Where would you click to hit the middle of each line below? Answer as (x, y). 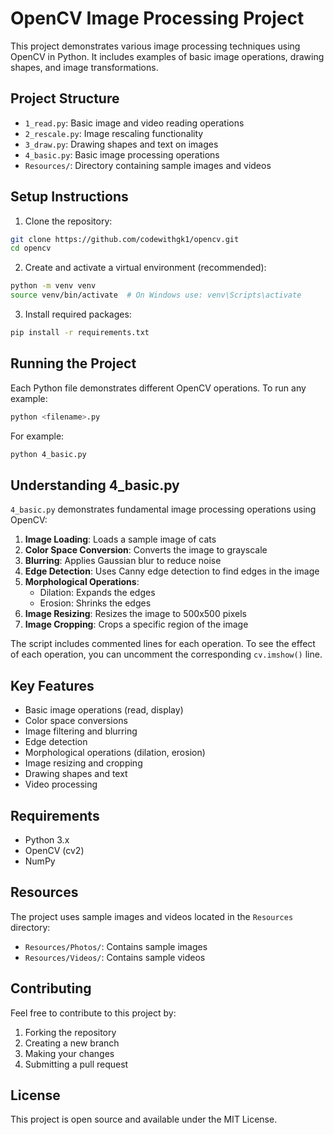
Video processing (61, 784)
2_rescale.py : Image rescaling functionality (114, 133)
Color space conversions (76, 721)
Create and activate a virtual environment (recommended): (145, 268)
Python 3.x (47, 839)
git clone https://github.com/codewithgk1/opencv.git (125, 239)
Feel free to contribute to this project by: (93, 1013)
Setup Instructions (69, 197)
